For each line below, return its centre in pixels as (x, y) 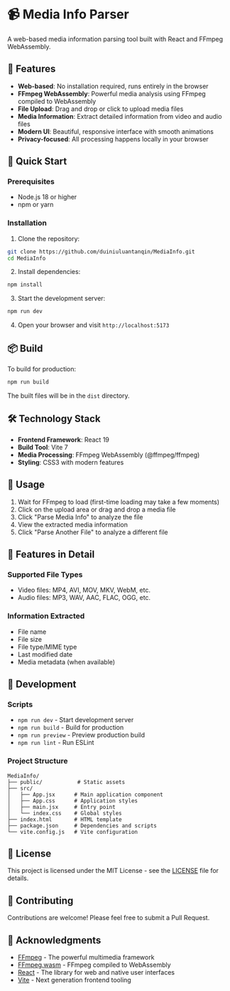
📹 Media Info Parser (68, 15)
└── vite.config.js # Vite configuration (73, 832)
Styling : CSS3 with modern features (71, 462)
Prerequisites (31, 181)
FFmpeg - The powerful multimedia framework (86, 957)
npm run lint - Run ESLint (56, 743)
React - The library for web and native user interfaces (96, 972)
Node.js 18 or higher (47, 197)
